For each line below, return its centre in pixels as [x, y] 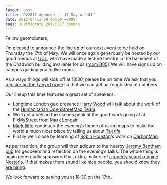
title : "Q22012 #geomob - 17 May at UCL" [50, 15]
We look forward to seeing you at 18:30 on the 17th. [59, 177]
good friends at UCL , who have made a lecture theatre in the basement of [82, 59]
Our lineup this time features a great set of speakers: [60, 94]
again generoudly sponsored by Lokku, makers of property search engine [82, 157]
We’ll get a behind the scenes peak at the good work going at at [79, 115]
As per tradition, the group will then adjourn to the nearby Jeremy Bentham [83, 146]
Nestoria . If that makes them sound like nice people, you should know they [83, 162]
